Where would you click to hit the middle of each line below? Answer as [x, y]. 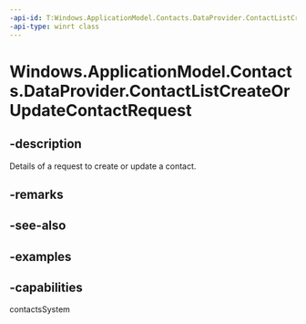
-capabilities [46, 288]
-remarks [36, 194]
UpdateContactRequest [101, 110]
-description [46, 144]
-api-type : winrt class [55, 26]
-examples [41, 256]
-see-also [38, 226]
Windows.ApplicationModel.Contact [151, 72]
